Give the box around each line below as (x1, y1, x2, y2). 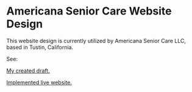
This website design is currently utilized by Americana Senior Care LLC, (6, 37, 187, 44)
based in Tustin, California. (6, 44, 74, 51)
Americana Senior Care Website (6, 4, 172, 18)
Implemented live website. (6, 79, 72, 86)
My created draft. (6, 67, 50, 74)
